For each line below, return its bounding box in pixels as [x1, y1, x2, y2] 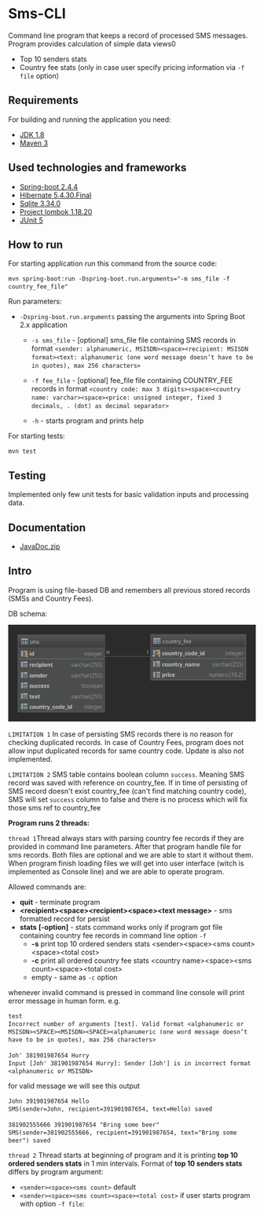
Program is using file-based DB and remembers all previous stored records [8, 585, 251, 594]
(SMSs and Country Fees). [8, 593, 94, 603]
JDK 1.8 [19, 130, 45, 139]
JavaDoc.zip [19, 542, 60, 551]
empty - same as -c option [31, 972, 118, 983]
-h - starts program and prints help [31, 416, 144, 425]
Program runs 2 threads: [8, 818, 90, 828]
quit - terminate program [19, 898, 101, 907]
